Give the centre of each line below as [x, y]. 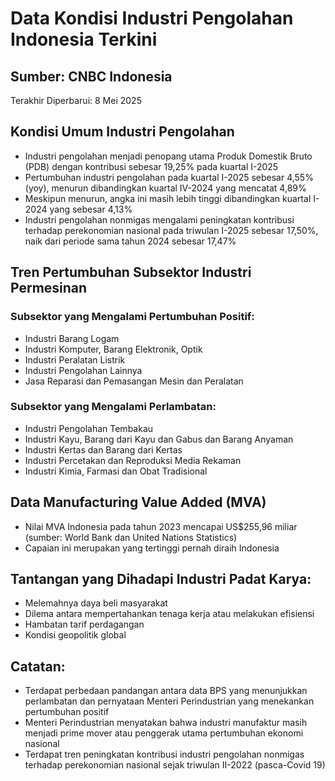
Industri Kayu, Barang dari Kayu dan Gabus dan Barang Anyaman [159, 439]
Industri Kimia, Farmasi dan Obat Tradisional [116, 471]
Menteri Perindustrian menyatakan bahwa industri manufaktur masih [166, 723]
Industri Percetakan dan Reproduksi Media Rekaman [133, 460]
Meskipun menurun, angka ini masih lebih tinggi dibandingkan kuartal [168, 198]
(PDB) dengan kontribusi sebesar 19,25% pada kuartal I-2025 [151, 166]
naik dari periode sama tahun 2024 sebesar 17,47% [130, 241]
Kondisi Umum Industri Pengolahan [122, 132]
